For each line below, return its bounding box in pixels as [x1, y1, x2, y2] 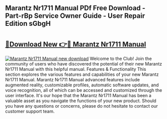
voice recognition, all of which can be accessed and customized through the [5, 87, 163, 93]
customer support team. [5, 109, 55, 114]
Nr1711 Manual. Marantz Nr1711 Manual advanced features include [5, 77, 140, 82]
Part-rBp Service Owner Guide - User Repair [5, 12, 146, 20]
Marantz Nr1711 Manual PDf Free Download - [5, 4, 146, 12]
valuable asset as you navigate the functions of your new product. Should [5, 98, 157, 104]
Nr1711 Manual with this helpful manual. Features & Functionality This [5, 66, 146, 72]
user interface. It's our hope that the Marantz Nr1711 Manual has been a [5, 93, 152, 98]
